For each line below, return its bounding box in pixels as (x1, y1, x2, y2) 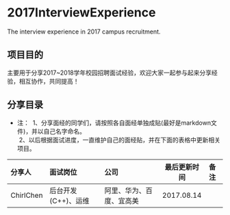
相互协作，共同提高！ (18, 77, 79, 85)
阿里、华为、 (104, 186, 146, 195)
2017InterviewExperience (7, 5, 156, 21)
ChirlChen (10, 190, 43, 200)
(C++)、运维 (49, 196, 90, 205)
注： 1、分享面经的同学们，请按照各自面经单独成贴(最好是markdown (16, 118, 211, 127)
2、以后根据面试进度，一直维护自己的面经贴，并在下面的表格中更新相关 (18, 136, 221, 144)
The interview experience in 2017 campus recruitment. (7, 27, 161, 36)
